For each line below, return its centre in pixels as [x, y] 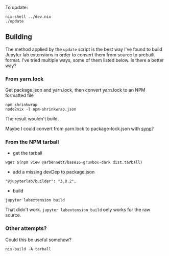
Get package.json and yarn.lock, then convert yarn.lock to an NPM [75, 90]
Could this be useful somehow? [38, 240]
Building [19, 37]
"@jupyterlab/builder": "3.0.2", [41, 181]
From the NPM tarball [32, 142]
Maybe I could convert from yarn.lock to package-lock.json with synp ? [80, 129]
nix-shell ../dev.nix [28, 17]
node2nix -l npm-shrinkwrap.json [41, 110]
